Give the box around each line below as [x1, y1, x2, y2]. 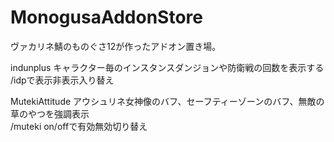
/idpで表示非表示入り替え [10, 74, 115, 86]
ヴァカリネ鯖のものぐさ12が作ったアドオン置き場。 [10, 40, 222, 52]
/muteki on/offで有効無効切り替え [10, 120, 148, 132]
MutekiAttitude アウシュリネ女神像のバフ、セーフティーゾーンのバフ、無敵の [10, 95, 325, 107]
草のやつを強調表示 [10, 107, 90, 120]
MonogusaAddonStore [10, 6, 203, 29]
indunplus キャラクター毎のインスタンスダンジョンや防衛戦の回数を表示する [10, 61, 325, 73]
